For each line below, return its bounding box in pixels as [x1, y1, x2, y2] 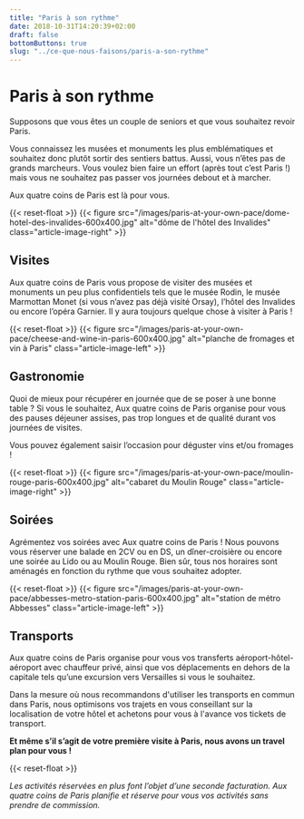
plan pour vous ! [9, 746, 73, 756]
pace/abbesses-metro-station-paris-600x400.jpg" [9, 592, 200, 603]
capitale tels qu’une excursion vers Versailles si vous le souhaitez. [9, 672, 256, 683]
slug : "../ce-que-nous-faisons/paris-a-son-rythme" [9, 47, 209, 56]
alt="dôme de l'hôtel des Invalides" [139, 217, 271, 228]
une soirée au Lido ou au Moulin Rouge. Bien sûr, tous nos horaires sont [9, 555, 279, 567]
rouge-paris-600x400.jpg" [9, 476, 110, 487]
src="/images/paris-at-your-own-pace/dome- [117, 208, 290, 219]
